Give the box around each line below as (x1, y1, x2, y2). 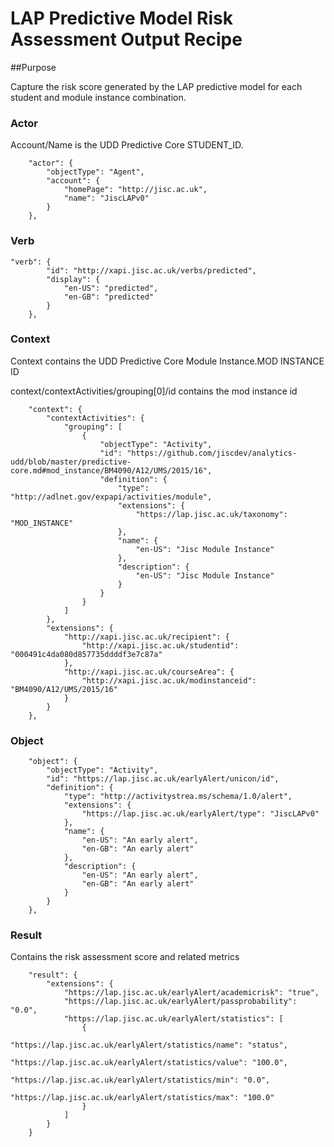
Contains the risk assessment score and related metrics (10, 951, 240, 963)
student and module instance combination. (10, 91, 187, 103)
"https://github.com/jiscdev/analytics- (126, 448, 298, 458)
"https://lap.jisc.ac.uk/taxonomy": (135, 509, 288, 519)
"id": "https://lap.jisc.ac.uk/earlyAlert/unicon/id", (46, 774, 280, 784)
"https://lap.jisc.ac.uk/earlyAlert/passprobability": (63, 997, 298, 1007)
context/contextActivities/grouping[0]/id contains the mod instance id (10, 385, 298, 397)
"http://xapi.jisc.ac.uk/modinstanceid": (81, 675, 257, 686)
